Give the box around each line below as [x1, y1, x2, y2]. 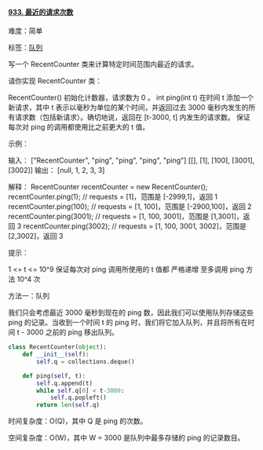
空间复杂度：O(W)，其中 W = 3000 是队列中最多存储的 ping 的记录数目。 [8, 433, 245, 443]
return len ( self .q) [36, 401, 100, 409]
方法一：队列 [8, 291, 49, 301]
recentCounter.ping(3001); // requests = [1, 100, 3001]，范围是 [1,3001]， [8, 212, 243, 221]
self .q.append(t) [36, 379, 93, 387]
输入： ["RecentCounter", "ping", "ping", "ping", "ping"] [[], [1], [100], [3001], [8, 155, 255, 165]
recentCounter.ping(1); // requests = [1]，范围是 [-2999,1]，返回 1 [8, 192, 218, 202]
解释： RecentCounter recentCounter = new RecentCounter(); [8, 182, 208, 192]
